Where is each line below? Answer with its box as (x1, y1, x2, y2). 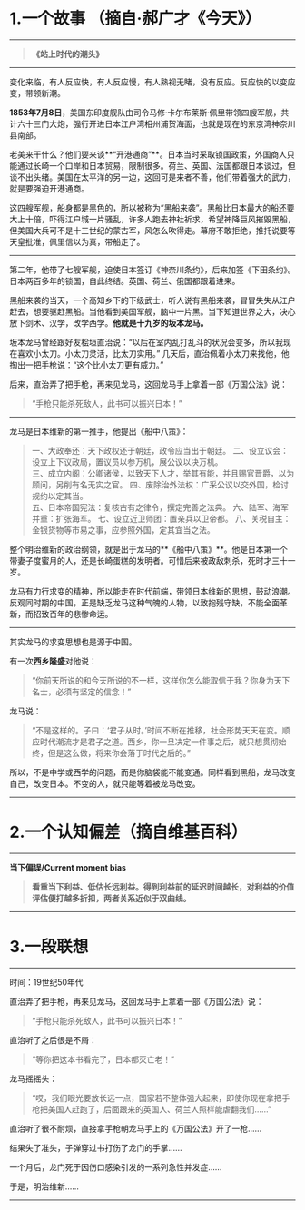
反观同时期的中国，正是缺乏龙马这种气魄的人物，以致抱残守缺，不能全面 (9, 596, 280, 608)
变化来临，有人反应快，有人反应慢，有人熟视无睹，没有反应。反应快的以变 (9, 76, 288, 87)
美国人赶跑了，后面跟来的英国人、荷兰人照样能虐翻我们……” (47, 1104, 272, 1115)
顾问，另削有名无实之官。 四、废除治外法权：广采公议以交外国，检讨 (31, 478, 289, 490)
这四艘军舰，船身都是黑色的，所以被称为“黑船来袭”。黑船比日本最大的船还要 (9, 202, 295, 213)
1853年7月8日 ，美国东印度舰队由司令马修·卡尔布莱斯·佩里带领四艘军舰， (9, 106, 281, 118)
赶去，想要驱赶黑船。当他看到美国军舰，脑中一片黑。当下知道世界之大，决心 (9, 306, 296, 317)
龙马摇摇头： (9, 1073, 57, 1084)
